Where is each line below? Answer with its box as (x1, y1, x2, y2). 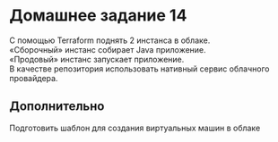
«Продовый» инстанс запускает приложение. (9, 54, 185, 64)
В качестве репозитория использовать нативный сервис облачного (9, 63, 270, 74)
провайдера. (9, 72, 58, 83)
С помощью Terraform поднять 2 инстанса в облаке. (9, 35, 211, 46)
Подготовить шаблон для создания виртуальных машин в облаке (9, 122, 261, 133)
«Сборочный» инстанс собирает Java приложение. (9, 44, 206, 54)
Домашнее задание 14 (9, 5, 187, 26)
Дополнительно (9, 99, 105, 114)
